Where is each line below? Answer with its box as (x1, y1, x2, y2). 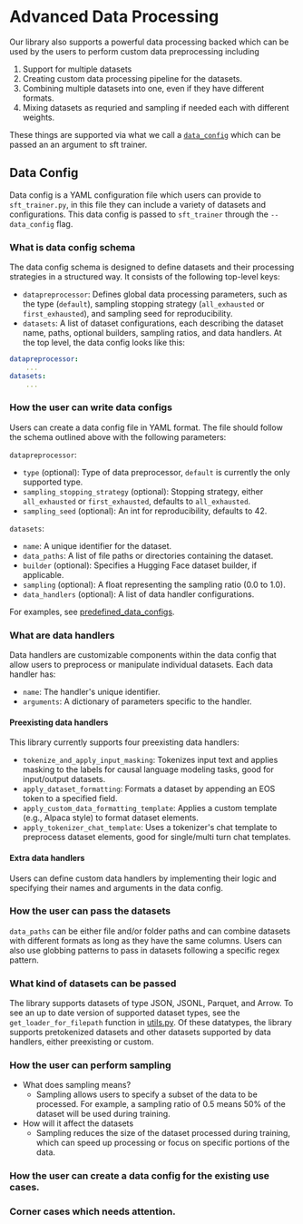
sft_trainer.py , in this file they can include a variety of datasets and (9, 199, 266, 210)
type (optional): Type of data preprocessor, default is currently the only (22, 466, 290, 477)
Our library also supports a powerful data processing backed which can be (9, 36, 289, 47)
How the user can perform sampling (9, 1059, 171, 1072)
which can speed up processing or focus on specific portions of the (35, 1137, 290, 1149)
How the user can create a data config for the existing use (9, 1170, 270, 1182)
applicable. (22, 569, 64, 580)
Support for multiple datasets (22, 64, 132, 74)
